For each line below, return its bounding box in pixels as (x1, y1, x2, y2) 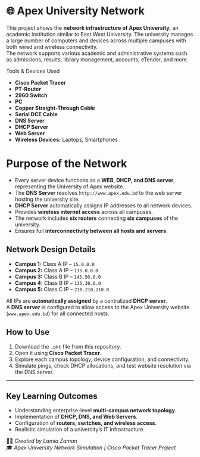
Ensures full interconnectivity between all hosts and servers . (14, 227, 168, 234)
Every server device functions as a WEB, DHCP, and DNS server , (14, 176, 176, 184)
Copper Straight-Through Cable (14, 104, 95, 111)
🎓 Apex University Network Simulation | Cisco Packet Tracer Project (6, 444, 176, 451)
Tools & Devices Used (6, 67, 60, 74)
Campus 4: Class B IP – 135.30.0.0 (14, 279, 101, 287)
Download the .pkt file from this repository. (14, 343, 121, 350)
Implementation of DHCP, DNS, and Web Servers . (14, 413, 138, 421)
